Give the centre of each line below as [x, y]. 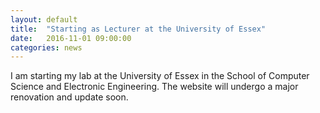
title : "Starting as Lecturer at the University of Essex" [138, 29]
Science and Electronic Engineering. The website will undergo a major [154, 87]
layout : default [44, 19]
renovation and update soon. [69, 97]
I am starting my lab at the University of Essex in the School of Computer [160, 76]
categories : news [46, 47]
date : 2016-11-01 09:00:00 [71, 38]
